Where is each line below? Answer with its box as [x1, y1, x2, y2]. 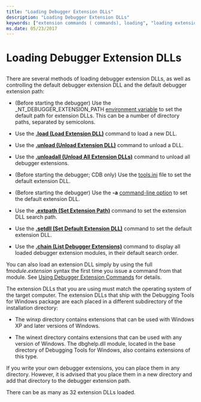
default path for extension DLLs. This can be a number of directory [14, 112, 180, 119]
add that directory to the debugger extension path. [6, 377, 131, 384]
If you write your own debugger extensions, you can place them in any [6, 364, 180, 371]
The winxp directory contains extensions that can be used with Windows [14, 315, 194, 323]
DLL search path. [14, 213, 57, 220]
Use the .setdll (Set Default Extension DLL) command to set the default [14, 225, 193, 232]
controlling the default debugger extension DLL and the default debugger [6, 81, 187, 89]
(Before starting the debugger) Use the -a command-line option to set [14, 189, 188, 196]
